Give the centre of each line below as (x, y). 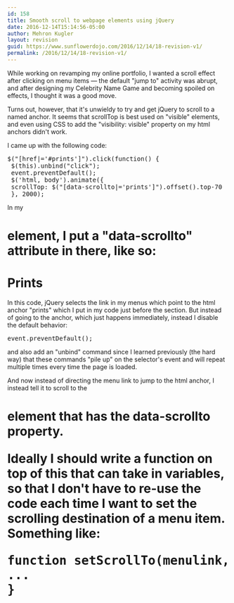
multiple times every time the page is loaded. (72, 367)
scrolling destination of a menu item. (116, 519)
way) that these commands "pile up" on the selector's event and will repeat (116, 359)
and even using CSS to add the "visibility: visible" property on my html (109, 124)
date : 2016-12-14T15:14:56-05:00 (56, 27)
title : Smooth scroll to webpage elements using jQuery (91, 20)
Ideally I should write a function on (110, 459)
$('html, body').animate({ (57, 180)
